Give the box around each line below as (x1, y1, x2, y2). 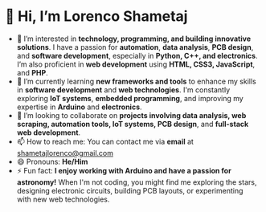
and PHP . (16, 67, 49, 77)
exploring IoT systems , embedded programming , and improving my (16, 93, 243, 103)
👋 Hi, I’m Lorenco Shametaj (5, 7, 188, 26)
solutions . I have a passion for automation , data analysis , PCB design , (16, 42, 254, 51)
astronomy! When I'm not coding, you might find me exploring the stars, (16, 177, 257, 187)
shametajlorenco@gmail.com (16, 148, 114, 157)
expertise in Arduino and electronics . (16, 102, 143, 112)
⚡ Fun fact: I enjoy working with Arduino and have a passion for (16, 165, 231, 175)
